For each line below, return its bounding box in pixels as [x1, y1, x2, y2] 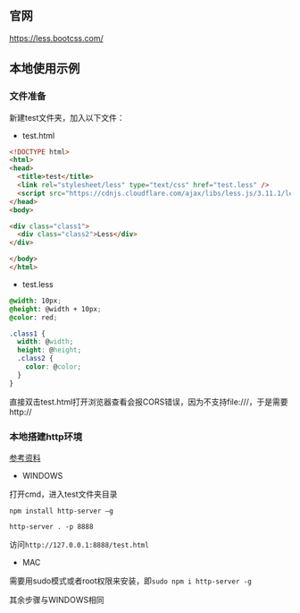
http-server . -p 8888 [9, 522, 94, 531]
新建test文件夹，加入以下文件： [9, 112, 125, 123]
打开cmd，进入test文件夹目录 [9, 489, 118, 499]
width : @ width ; [17, 337, 74, 346]
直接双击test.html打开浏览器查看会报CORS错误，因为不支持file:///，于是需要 [9, 396, 288, 407]
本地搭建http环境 [9, 430, 83, 443]
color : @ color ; [25, 362, 82, 371]
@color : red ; [9, 312, 58, 322]
